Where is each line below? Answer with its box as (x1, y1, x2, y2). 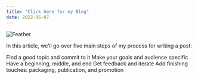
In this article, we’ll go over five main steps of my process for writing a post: (6, 42, 193, 49)
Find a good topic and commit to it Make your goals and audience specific (6, 53, 188, 61)
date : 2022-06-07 (6, 14, 49, 20)
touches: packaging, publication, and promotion (6, 66, 124, 73)
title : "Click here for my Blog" (6, 8, 89, 15)
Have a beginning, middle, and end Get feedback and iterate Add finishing (6, 60, 188, 67)
